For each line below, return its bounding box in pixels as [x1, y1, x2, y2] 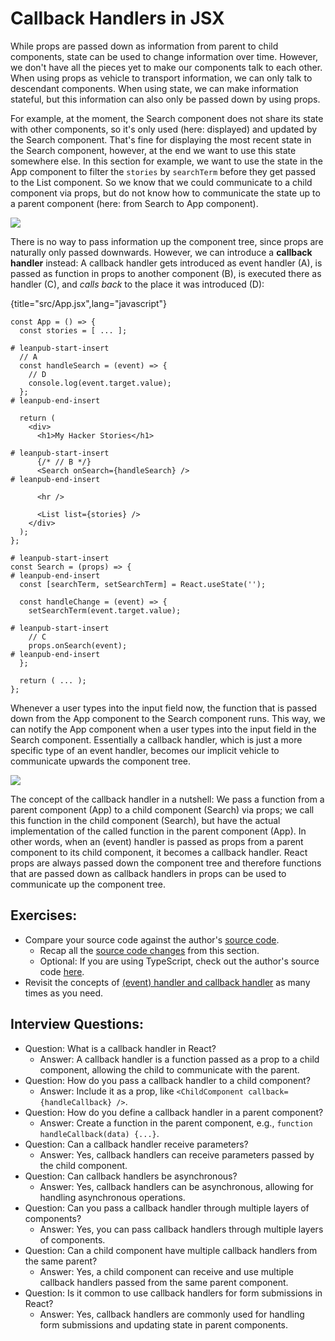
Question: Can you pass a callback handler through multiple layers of [24, 1202, 310, 1214]
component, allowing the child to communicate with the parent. [39, 1063, 300, 1076]
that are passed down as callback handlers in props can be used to [10, 867, 287, 879]
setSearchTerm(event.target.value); [28, 605, 182, 616]
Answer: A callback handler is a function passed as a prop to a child [39, 1053, 320, 1065]
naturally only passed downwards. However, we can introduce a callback [10, 246, 313, 258]
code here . [39, 965, 85, 977]
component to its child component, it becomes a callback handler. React [10, 846, 308, 858]
